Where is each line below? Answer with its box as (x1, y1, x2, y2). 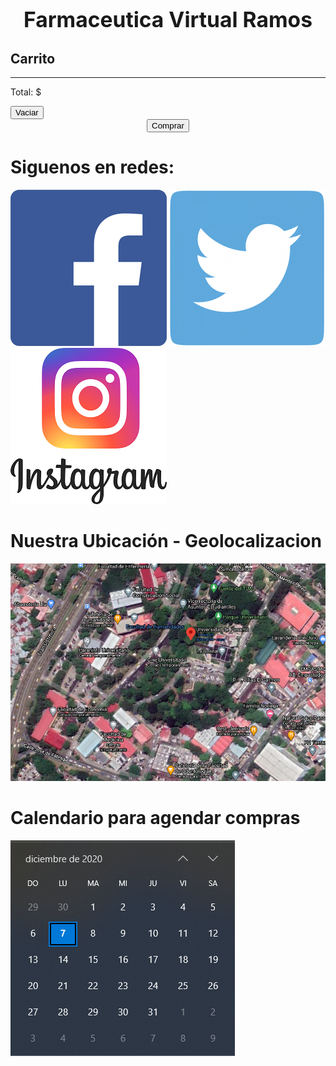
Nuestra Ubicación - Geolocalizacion (10, 530, 322, 553)
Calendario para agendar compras (10, 806, 301, 829)
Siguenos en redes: (10, 156, 175, 179)
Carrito (10, 50, 56, 67)
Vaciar (15, 107, 39, 118)
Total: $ (10, 86, 42, 98)
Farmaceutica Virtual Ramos (23, 6, 313, 33)
